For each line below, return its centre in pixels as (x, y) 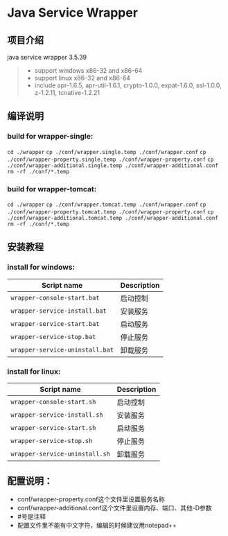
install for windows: (41, 267)
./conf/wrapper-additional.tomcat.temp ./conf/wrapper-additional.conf (113, 218)
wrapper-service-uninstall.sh (61, 453)
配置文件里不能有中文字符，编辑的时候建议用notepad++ (97, 525)
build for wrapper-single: (50, 137)
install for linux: (34, 371)
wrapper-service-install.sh (57, 415)
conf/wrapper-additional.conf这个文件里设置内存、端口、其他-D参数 (115, 508)
